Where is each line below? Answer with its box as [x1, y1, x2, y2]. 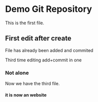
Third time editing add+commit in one [5, 57, 82, 63]
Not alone [5, 69, 29, 76]
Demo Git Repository [5, 3, 93, 15]
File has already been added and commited [5, 47, 94, 53]
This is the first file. [5, 20, 45, 26]
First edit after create [5, 34, 72, 43]
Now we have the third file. [5, 81, 60, 87]
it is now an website [5, 92, 47, 98]
